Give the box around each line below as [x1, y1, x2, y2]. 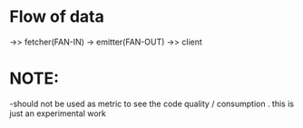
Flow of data [9, 6, 104, 27]
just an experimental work [9, 107, 106, 119]
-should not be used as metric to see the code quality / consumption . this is [9, 98, 295, 109]
